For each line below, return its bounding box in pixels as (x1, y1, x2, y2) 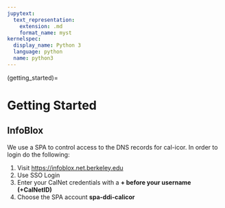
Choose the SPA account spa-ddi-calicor (16, 193, 135, 201)
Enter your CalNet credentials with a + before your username (16, 178, 191, 186)
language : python (13, 49, 63, 56)
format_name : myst (19, 29, 72, 36)
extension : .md (19, 23, 63, 30)
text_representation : (13, 16, 75, 23)
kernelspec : (7, 36, 41, 43)
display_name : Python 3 (13, 42, 81, 49)
